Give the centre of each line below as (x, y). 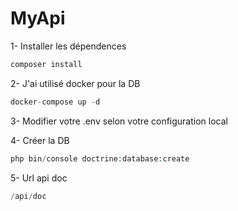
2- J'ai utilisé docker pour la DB (75, 83)
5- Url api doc (39, 178)
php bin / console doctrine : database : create (100, 158)
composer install (46, 64)
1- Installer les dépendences (68, 46)
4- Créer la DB (40, 140)
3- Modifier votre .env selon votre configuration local (119, 121)
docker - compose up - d (55, 102)
